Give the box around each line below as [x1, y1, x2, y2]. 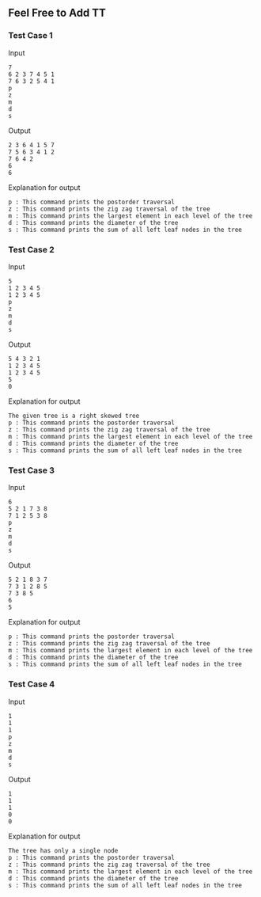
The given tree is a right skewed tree [8, 412, 140, 420]
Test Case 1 [8, 30, 53, 41]
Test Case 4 [8, 678, 55, 690]
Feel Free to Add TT [8, 6, 107, 20]
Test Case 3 [8, 465, 55, 476]
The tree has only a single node [8, 846, 119, 854]
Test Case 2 [8, 244, 55, 255]
